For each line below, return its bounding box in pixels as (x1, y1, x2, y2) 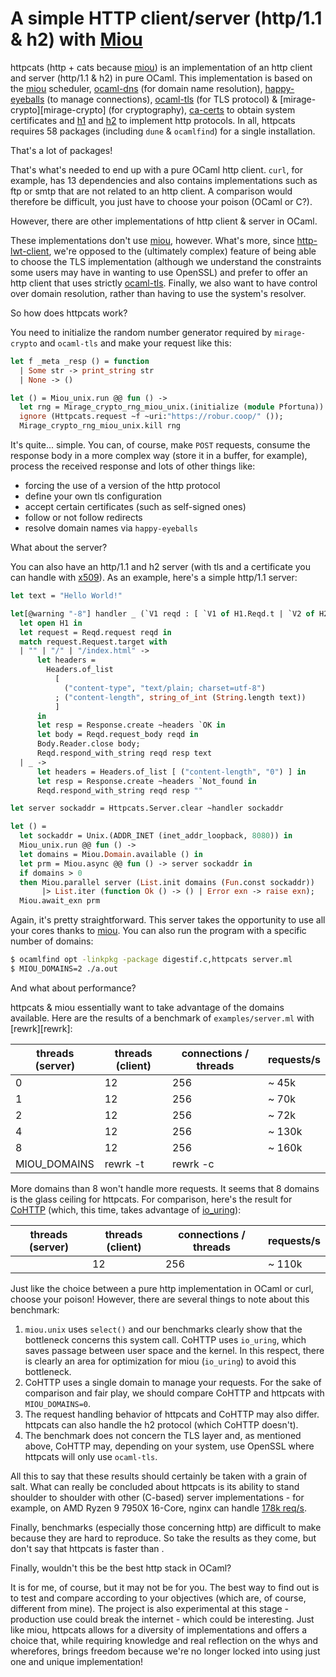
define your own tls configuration (24, 490, 162, 502)
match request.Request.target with (19, 637, 168, 647)
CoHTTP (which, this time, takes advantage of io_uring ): (10, 1203, 242, 1216)
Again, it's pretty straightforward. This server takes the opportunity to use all (10, 914, 326, 926)
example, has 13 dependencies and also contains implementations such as (10, 174, 318, 186)
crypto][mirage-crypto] (10, 103, 107, 116)
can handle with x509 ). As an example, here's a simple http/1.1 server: (10, 572, 298, 584)
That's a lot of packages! (10, 144, 113, 156)
